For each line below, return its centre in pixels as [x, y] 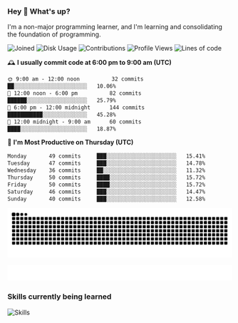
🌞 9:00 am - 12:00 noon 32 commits [76, 79]
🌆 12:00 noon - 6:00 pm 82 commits [74, 93]
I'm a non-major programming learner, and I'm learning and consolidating [115, 27]
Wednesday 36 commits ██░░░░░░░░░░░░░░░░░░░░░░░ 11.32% [106, 170]
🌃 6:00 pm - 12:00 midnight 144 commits [76, 108]
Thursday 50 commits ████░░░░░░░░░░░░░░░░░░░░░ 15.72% [106, 178]
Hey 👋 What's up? [39, 11]
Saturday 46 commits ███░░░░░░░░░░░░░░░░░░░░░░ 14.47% [106, 192]
